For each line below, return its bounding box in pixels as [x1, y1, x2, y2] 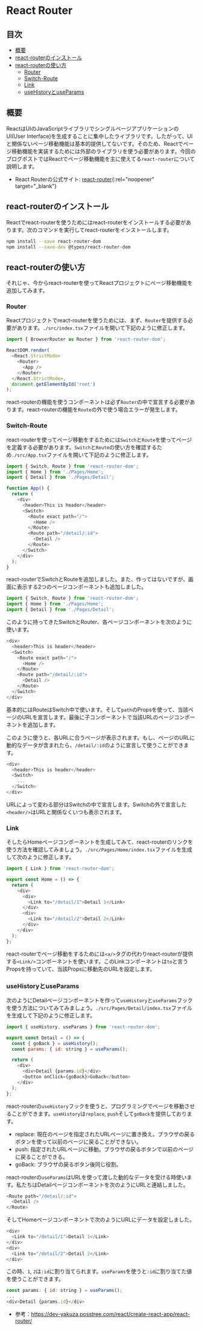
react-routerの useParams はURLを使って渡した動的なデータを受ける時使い [6, 1173, 187, 1181]
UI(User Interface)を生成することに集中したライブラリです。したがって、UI [6, 132, 193, 140]
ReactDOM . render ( [6, 347, 50, 354]
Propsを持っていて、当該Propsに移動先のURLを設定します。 [6, 965, 156, 973]
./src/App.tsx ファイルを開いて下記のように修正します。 [11, 451, 152, 458]
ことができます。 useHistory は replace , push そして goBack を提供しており [11, 1110, 187, 1117]
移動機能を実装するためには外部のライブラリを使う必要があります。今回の [11, 148, 196, 155]
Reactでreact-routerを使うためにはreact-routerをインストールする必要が [6, 218, 186, 226]
